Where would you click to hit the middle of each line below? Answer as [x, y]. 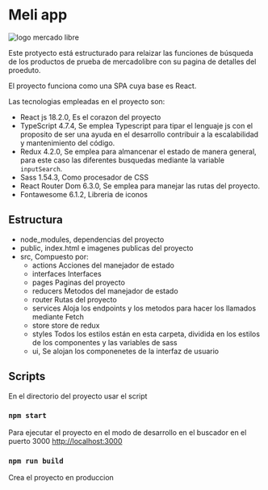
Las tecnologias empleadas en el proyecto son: [87, 101]
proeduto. [25, 70]
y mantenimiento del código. [67, 142]
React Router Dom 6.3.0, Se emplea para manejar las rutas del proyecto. [140, 186]
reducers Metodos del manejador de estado [105, 291]
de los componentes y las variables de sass [105, 342]
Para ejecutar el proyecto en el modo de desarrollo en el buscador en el [128, 432]
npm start [27, 416]
